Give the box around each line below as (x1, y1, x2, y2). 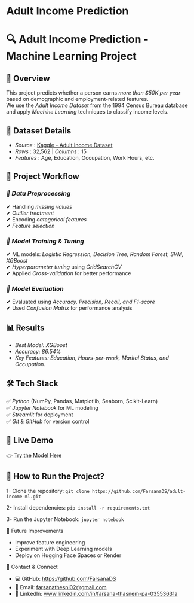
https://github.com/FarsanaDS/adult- (92, 488, 186, 494)
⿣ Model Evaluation (6, 284, 64, 293)
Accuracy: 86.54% (14, 348, 61, 355)
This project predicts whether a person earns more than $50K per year (6, 89, 181, 96)
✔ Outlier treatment (6, 209, 54, 217)
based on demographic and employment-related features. (6, 96, 149, 103)
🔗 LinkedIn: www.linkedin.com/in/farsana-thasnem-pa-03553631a (14, 590, 178, 597)
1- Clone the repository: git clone (6, 487, 90, 494)
